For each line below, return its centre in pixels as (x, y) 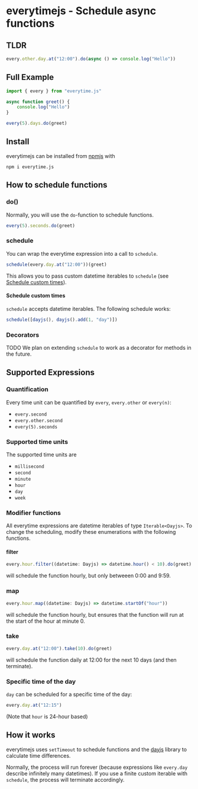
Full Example (30, 77)
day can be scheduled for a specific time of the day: (69, 694)
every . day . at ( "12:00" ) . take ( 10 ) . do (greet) (59, 648)
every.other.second (39, 421)
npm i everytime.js (30, 167)
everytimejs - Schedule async (81, 11)
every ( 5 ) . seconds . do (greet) (41, 226)
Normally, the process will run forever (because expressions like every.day (97, 767)
